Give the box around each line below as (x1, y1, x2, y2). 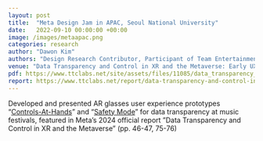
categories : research (8, 41, 79, 49)
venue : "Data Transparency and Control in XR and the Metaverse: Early (8, 63, 247, 70)
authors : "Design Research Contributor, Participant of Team (8, 56, 212, 63)
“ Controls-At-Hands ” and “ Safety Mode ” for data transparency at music (8, 107, 240, 116)
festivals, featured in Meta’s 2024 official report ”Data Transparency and (8, 115, 241, 125)
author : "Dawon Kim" (8, 48, 76, 56)
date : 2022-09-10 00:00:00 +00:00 (8, 26, 128, 34)
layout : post (8, 11, 51, 20)
